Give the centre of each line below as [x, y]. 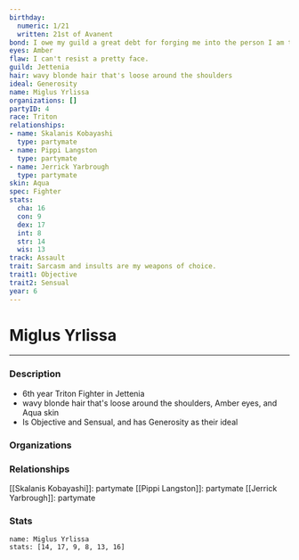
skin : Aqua [29, 184]
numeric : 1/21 [43, 26]
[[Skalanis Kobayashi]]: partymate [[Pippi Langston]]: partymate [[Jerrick [143, 488]
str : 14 [32, 242]
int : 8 [29, 233]
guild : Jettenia [39, 68]
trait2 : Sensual [39, 283]
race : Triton [33, 117]
